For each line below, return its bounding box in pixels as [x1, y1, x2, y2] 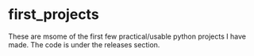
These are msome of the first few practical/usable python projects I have [8, 32, 246, 41]
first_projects [8, 6, 99, 24]
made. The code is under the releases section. [8, 39, 160, 49]
